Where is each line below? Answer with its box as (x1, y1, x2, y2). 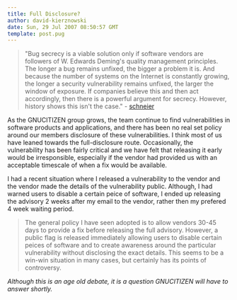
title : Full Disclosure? (7, 10, 81, 18)
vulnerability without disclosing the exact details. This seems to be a (24, 248, 224, 257)
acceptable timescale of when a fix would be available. (7, 161, 168, 170)
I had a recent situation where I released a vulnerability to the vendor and (7, 175, 221, 183)
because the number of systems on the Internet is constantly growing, (24, 72, 230, 81)
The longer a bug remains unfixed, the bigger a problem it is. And (24, 64, 215, 73)
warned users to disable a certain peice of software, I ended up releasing (7, 190, 221, 198)
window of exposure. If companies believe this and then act (24, 87, 200, 96)
